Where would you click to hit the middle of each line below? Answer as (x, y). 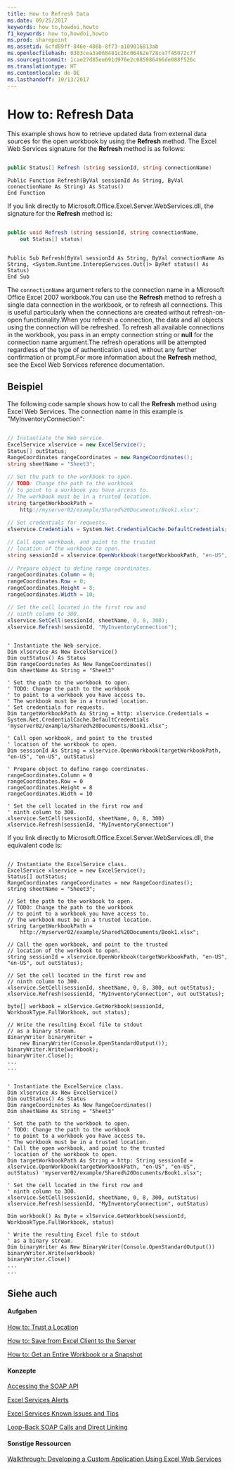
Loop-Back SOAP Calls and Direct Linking (67, 1427)
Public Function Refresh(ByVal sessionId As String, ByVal (96, 181)
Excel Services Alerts (38, 1400)
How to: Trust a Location (43, 1327)
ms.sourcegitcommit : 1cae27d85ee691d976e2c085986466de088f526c (102, 60)
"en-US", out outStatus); (45, 964)
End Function (26, 193)
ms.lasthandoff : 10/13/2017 (48, 79)
